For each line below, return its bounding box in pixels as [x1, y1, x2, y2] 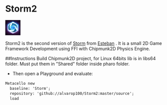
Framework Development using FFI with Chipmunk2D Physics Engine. [5, 45, 150, 51]
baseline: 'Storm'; [10, 86, 51, 91]
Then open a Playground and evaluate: [12, 70, 93, 76]
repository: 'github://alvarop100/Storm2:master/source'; [10, 91, 135, 96]
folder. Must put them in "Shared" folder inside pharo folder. [5, 61, 130, 67]
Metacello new [5, 81, 35, 86]
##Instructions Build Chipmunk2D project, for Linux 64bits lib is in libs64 [5, 55, 156, 61]
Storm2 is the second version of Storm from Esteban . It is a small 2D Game [5, 40, 162, 46]
